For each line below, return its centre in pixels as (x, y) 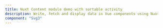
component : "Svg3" (24, 18)
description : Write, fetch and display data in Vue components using (77, 14)
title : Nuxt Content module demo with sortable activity (64, 9)
